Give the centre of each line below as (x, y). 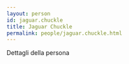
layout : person (29, 14)
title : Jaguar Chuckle (39, 26)
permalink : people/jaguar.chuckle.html (64, 33)
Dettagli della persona (38, 53)
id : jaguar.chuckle (35, 20)
